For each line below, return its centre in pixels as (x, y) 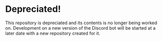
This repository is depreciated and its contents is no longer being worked (81, 23)
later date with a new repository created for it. (53, 33)
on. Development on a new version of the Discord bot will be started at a (80, 28)
